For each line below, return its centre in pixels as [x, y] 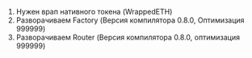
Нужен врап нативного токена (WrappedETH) [94, 12]
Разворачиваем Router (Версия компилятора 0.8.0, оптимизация [128, 37]
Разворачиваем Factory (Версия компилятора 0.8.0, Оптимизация [130, 20]
